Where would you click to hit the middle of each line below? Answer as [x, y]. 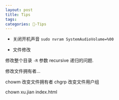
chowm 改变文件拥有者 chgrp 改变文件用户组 [52, 82]
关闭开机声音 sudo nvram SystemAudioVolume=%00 [63, 39]
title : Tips [18, 15]
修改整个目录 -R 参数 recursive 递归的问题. [50, 61]
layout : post [19, 10]
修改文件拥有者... [23, 71]
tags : [11, 19]
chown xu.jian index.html [31, 92]
